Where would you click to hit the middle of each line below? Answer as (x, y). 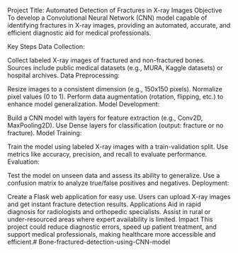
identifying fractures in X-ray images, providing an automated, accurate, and (119, 25)
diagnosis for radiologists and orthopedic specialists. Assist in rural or (109, 212)
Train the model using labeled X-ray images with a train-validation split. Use (118, 147)
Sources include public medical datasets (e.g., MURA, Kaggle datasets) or (115, 68)
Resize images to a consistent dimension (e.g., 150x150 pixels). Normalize (115, 89)
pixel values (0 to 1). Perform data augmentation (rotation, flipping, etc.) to (115, 96)
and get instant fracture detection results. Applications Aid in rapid (104, 204)
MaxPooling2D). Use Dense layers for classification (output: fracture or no (115, 125)
